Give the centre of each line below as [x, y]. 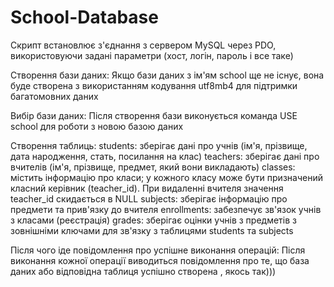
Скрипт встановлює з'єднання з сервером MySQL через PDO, [143, 45]
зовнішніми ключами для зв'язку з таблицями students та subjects [152, 230]
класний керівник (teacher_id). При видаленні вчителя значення [147, 188]
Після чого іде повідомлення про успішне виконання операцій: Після [158, 250]
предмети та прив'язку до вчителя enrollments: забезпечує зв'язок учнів [166, 209]
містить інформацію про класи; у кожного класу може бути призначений [166, 177]
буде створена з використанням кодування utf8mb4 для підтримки [154, 85]
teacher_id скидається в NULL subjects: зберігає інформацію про [149, 198]
